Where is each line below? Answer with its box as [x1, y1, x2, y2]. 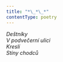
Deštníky [6, 30, 28, 37]
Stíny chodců [6, 49, 39, 56]
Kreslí [6, 43, 20, 50]
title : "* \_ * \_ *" [6, 8, 49, 15]
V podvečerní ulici [6, 37, 51, 44]
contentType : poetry [6, 14, 58, 20]
